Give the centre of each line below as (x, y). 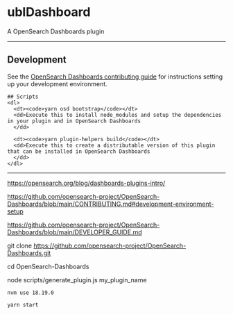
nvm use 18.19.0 (31, 293)
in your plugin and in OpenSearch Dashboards (74, 121)
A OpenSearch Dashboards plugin (56, 31)
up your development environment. (57, 83)
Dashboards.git (29, 253)
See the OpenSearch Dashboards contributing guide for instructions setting (115, 76)
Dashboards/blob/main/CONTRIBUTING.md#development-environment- (111, 204)
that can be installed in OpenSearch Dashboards (79, 151)
